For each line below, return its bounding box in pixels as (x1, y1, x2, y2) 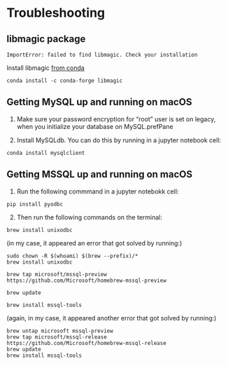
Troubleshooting (6, 5, 106, 21)
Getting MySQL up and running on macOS (6, 96, 192, 108)
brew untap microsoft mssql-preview (6, 327, 113, 334)
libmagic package (6, 33, 86, 45)
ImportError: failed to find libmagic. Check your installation (6, 51, 198, 58)
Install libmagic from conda (6, 64, 85, 72)
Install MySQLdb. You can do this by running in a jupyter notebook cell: (16, 135, 222, 144)
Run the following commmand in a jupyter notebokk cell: (16, 187, 179, 196)
